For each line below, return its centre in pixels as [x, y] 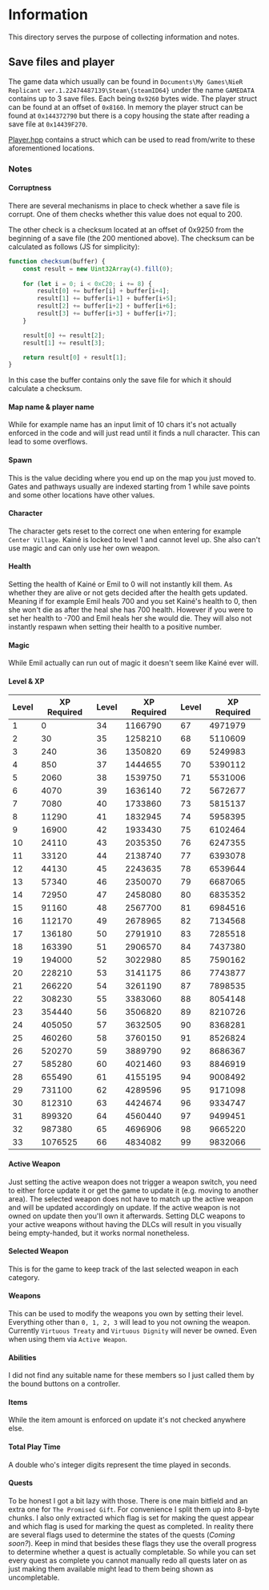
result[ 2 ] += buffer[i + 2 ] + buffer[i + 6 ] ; [107, 306]
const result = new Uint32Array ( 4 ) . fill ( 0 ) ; [98, 269]
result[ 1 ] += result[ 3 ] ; [64, 343]
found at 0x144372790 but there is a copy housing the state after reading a [129, 115]
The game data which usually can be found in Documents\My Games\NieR [126, 81]
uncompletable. [34, 1577]
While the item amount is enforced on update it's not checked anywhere [127, 1420]
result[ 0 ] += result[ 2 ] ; [64, 335]
